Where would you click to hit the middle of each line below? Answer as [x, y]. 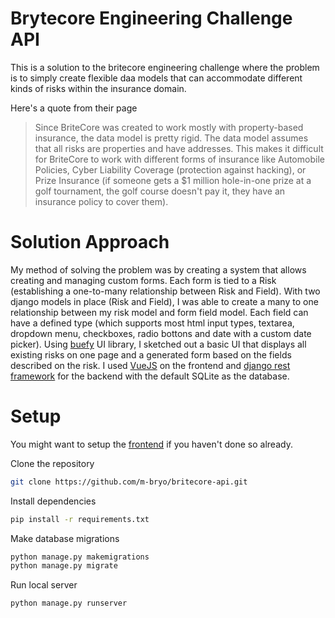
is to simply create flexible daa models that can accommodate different [156, 78]
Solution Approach [90, 242]
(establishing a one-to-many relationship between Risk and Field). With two [165, 291]
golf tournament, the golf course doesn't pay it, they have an [160, 191]
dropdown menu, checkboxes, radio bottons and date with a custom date [161, 333]
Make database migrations [65, 538]
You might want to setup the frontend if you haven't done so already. [151, 444]
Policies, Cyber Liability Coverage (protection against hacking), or [170, 169]
